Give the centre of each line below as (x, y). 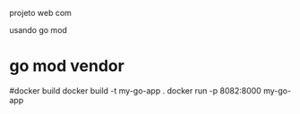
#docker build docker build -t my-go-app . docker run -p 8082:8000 (135, 90)
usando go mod (38, 30)
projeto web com (40, 13)
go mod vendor (67, 66)
